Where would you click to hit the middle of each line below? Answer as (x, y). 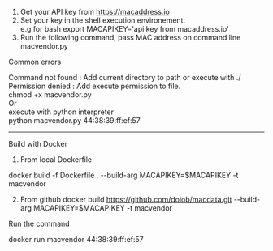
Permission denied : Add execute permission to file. (95, 86)
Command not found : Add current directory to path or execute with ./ (125, 77)
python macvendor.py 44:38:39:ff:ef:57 (74, 120)
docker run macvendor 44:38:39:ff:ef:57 (76, 239)
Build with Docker (38, 144)
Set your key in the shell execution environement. (102, 20)
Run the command (39, 223)
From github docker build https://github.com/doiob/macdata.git (126, 199)
